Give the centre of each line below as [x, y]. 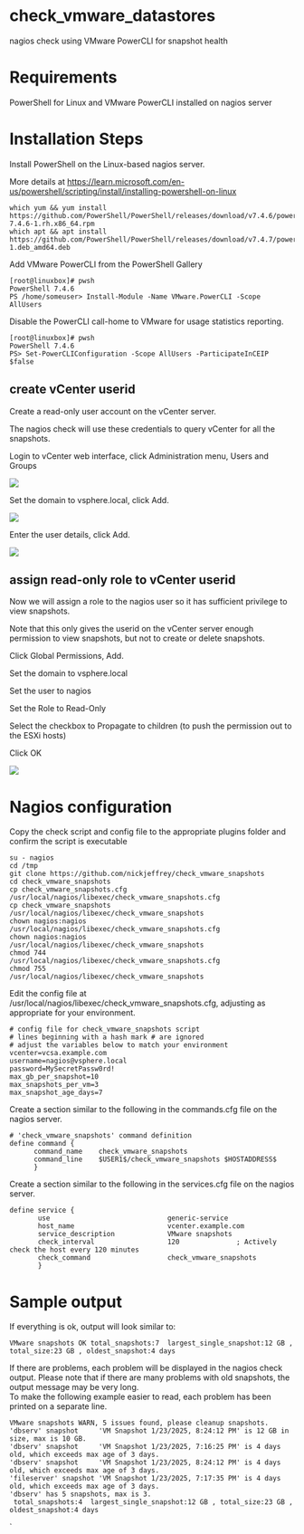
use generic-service [133, 1218]
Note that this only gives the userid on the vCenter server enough [132, 629]
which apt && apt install [58, 232]
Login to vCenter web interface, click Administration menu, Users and [139, 456]
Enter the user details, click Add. [70, 534]
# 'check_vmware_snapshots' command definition [101, 1136]
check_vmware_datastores [112, 16]
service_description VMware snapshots [135, 1234]
